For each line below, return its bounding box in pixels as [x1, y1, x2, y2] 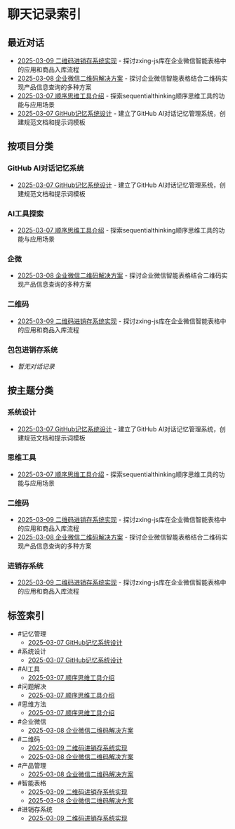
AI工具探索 [7, 209, 44, 218]
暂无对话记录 [17, 362, 55, 370]
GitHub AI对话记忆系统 [7, 163, 84, 173]
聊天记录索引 [7, 6, 82, 22]
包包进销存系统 [7, 345, 58, 355]
